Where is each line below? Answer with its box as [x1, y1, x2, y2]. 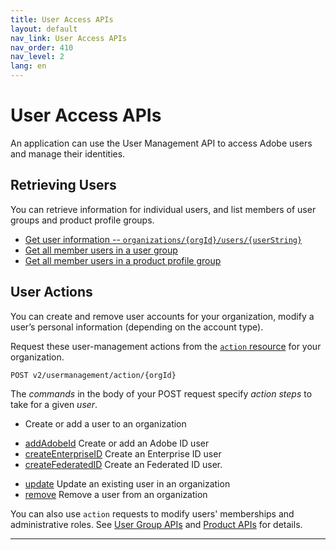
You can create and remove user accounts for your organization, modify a [10, 310, 315, 322]
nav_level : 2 [10, 52, 65, 62]
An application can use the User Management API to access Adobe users [10, 137, 313, 149]
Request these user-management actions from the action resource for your [10, 340, 322, 352]
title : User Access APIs [10, 14, 114, 25]
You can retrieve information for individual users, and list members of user [10, 203, 317, 215]
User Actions [10, 284, 93, 301]
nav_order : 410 [10, 42, 74, 53]
